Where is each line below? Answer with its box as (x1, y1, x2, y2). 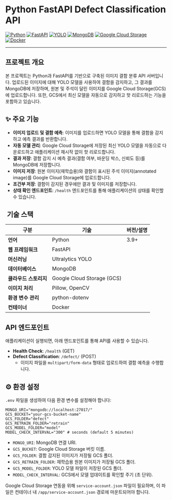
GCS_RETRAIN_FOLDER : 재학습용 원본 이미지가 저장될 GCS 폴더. (12, 459, 136, 465)
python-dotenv (52, 294, 89, 301)
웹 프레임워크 (8, 246, 38, 253)
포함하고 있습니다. (5, 98, 41, 104)
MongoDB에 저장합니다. (12, 161, 61, 168)
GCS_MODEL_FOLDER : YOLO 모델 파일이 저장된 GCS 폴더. (12, 465, 123, 471)
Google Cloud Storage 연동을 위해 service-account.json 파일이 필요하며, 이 (5, 483, 161, 489)
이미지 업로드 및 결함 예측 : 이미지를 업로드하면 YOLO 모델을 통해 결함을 (12, 129, 154, 136)
